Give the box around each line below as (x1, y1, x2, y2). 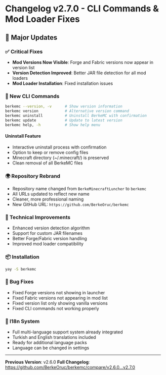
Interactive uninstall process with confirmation (12, 144, 107, 150)
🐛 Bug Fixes (5, 278, 34, 285)
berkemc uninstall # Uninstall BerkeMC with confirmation (5, 113, 147, 118)
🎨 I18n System (5, 318, 40, 324)
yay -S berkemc (5, 267, 37, 271)
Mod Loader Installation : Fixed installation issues (12, 80, 113, 86)
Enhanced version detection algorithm (12, 225, 90, 231)
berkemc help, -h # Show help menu (5, 122, 100, 127)
